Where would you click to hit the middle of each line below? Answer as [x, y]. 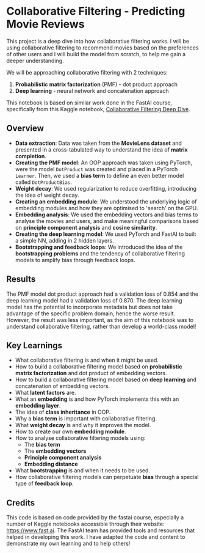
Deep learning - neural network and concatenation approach [92, 90]
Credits [21, 503]
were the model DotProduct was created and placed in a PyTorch [96, 169]
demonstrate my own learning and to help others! [68, 544]
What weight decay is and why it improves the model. [83, 425]
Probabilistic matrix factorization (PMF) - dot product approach [96, 84]
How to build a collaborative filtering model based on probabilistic [99, 367]
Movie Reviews [45, 24]
